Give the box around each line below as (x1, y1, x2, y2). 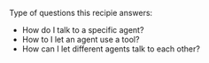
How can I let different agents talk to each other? (21, 43, 201, 54)
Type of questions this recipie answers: (9, 8, 153, 18)
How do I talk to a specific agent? (21, 25, 144, 35)
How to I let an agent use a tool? (21, 35, 140, 44)
